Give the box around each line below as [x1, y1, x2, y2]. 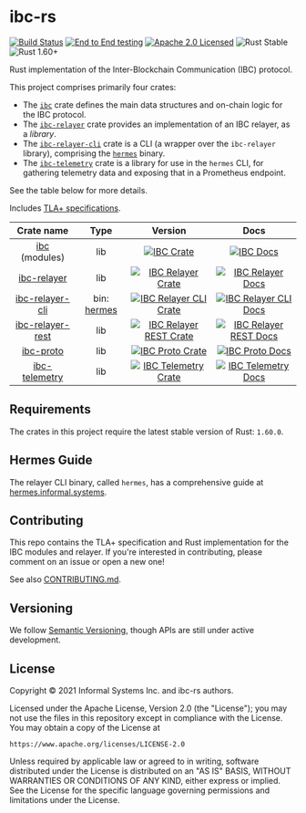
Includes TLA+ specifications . [9, 203, 121, 214]
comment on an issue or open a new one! [9, 557, 166, 568]
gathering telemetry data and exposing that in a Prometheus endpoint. [22, 167, 287, 178]
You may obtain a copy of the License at [9, 723, 161, 733]
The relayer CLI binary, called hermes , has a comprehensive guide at [9, 476, 264, 487]
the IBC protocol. [22, 109, 87, 120]
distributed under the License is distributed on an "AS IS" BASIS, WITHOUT [9, 766, 291, 777]
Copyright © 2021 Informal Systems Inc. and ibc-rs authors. [9, 685, 234, 695]
